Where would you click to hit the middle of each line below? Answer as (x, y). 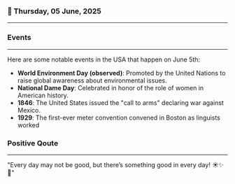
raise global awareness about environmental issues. (92, 80)
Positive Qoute (33, 143)
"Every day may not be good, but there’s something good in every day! (109, 164)
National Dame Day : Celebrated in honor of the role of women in (111, 87)
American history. (43, 95)
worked (28, 125)
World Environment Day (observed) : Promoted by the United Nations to (121, 73)
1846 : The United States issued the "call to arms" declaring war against (120, 102)
